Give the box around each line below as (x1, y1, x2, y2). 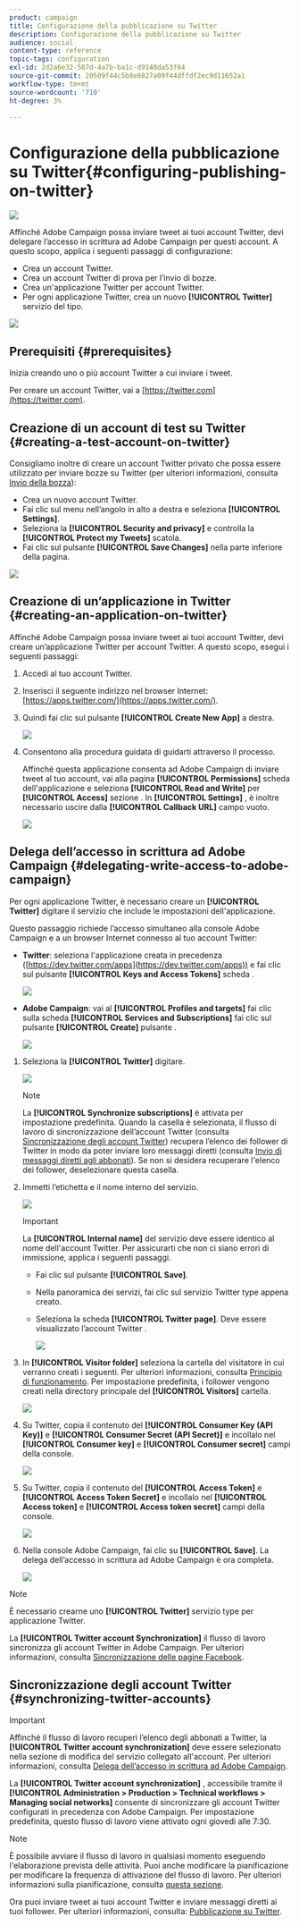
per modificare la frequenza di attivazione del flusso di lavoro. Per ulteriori (9, 1870, 282, 1880)
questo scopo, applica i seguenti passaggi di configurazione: (9, 246, 234, 257)
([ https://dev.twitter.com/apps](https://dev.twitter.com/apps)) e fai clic (21, 958, 281, 970)
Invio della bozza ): (9, 477, 77, 487)
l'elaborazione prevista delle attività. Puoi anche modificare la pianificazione (9, 1861, 289, 1871)
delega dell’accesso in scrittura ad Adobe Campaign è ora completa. (21, 1554, 274, 1565)
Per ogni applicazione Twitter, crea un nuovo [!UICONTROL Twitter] (21, 291, 273, 302)
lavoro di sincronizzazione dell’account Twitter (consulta (21, 1126, 229, 1136)
